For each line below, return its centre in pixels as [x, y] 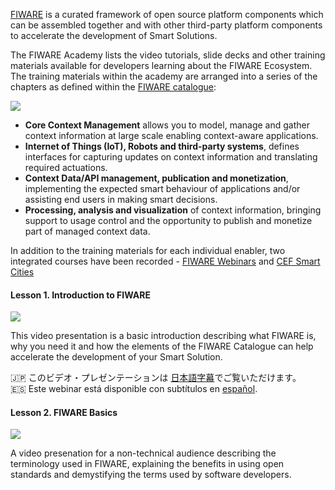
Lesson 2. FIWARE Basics [64, 412]
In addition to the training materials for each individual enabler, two [148, 250]
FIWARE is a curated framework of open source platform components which [167, 14]
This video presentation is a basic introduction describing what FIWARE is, [163, 336]
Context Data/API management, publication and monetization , [156, 178]
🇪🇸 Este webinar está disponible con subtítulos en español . [134, 389]
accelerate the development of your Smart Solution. [116, 357]
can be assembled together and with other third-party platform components [166, 25]
